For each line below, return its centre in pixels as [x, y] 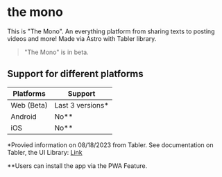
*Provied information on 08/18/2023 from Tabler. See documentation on [110, 145]
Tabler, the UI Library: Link [45, 152]
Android [24, 117]
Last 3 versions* [82, 105]
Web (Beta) [29, 105]
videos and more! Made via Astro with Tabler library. [82, 38]
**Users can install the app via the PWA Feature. [77, 166]
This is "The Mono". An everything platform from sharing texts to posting [111, 31]
